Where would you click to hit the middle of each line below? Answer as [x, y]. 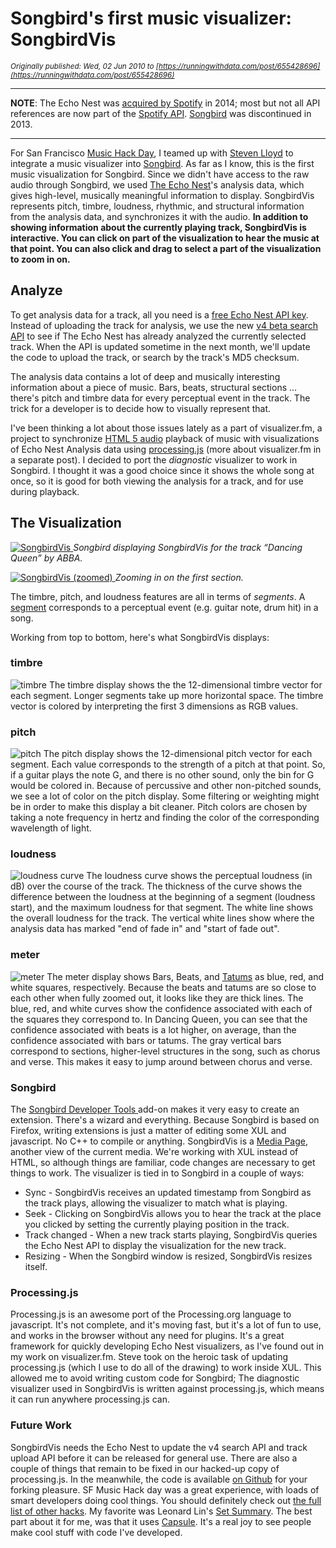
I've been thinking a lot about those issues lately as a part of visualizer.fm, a [166, 428]
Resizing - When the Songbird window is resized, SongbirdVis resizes [168, 1256]
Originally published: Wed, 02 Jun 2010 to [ [85, 66]
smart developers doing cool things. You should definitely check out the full [166, 1500]
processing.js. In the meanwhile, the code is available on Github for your [159, 1479]
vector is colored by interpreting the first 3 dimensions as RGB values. [154, 706]
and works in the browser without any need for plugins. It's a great [147, 1336]
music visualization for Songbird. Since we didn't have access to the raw [160, 174]
